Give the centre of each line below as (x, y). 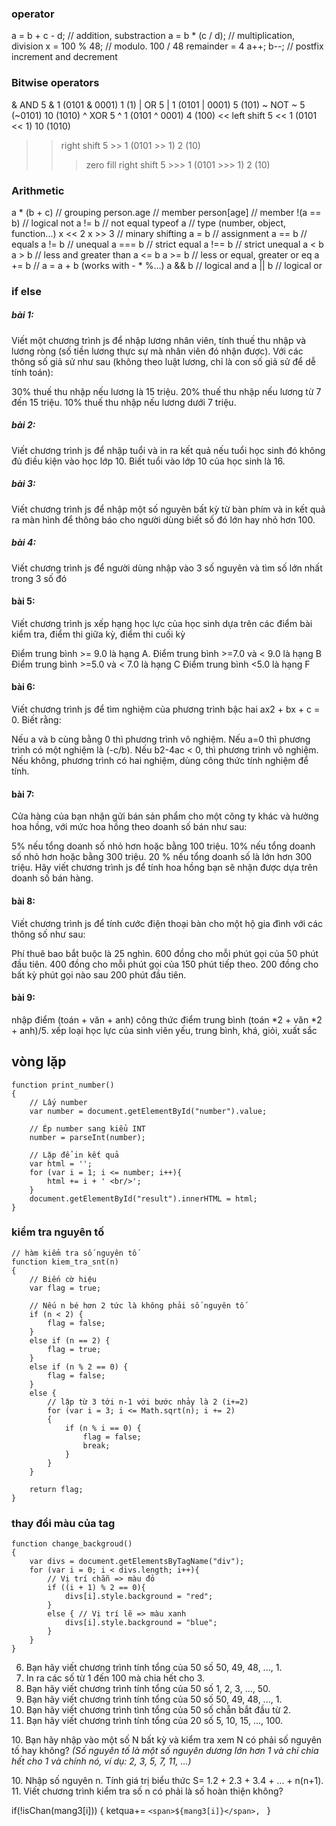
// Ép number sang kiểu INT (87, 1128)
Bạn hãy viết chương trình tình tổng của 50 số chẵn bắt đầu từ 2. (158, 1710)
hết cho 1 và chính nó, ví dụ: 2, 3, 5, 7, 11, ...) (101, 1761)
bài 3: (23, 484)
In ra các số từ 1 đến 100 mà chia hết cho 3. (115, 1678)
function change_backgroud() (72, 1544)
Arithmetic (38, 190)
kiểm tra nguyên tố (58, 1232)
